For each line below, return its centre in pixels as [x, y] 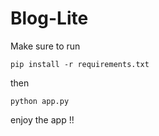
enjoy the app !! [42, 119]
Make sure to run [45, 46]
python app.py [40, 101]
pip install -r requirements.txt [80, 64]
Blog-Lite [49, 18]
